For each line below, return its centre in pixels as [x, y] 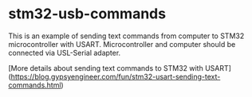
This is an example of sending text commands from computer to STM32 [126, 36]
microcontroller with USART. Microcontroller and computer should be [122, 44]
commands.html [35, 85]
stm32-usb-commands [87, 14]
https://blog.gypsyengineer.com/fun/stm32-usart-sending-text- [116, 76]
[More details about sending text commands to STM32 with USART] [120, 68]
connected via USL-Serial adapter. [65, 52]
